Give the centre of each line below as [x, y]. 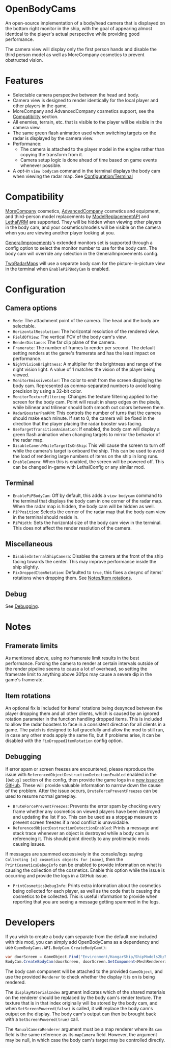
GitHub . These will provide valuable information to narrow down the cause [83, 785]
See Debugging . [22, 606]
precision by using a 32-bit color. [47, 391]
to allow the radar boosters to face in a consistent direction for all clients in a [85, 724]
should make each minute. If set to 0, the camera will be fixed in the [83, 418]
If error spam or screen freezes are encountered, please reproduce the [80, 769]
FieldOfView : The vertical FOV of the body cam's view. [70, 337]
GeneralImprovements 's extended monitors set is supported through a [79, 243]
